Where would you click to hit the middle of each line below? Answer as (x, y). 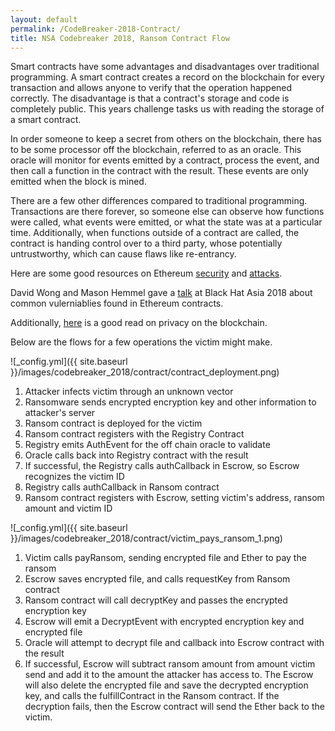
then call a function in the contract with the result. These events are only (159, 171)
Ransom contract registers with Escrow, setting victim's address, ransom (174, 498)
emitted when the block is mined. (78, 182)
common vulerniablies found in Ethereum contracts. (117, 303)
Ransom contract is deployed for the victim (113, 423)
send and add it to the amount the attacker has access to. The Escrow (169, 675)
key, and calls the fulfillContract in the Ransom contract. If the (152, 696)
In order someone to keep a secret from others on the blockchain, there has (166, 139)
